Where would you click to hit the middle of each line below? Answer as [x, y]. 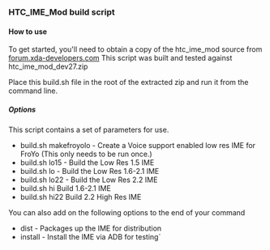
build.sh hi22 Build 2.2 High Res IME [81, 197]
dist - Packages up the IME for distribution [91, 228]
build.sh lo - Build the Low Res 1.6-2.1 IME [90, 172]
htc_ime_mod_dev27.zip [48, 66]
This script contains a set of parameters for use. [89, 130]
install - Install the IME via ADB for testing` [90, 237]
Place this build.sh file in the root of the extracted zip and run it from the [129, 83]
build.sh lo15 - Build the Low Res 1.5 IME [87, 163]
